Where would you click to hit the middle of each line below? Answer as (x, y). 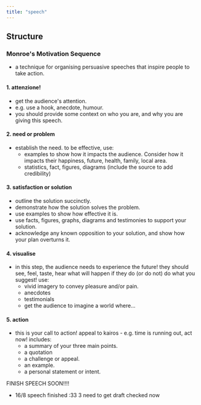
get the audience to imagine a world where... (80, 306)
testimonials (39, 299)
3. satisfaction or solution (39, 187)
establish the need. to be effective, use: (64, 148)
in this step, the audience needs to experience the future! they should (102, 267)
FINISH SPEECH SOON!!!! (38, 384)
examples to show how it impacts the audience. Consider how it (104, 154)
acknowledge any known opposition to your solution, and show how (100, 233)
